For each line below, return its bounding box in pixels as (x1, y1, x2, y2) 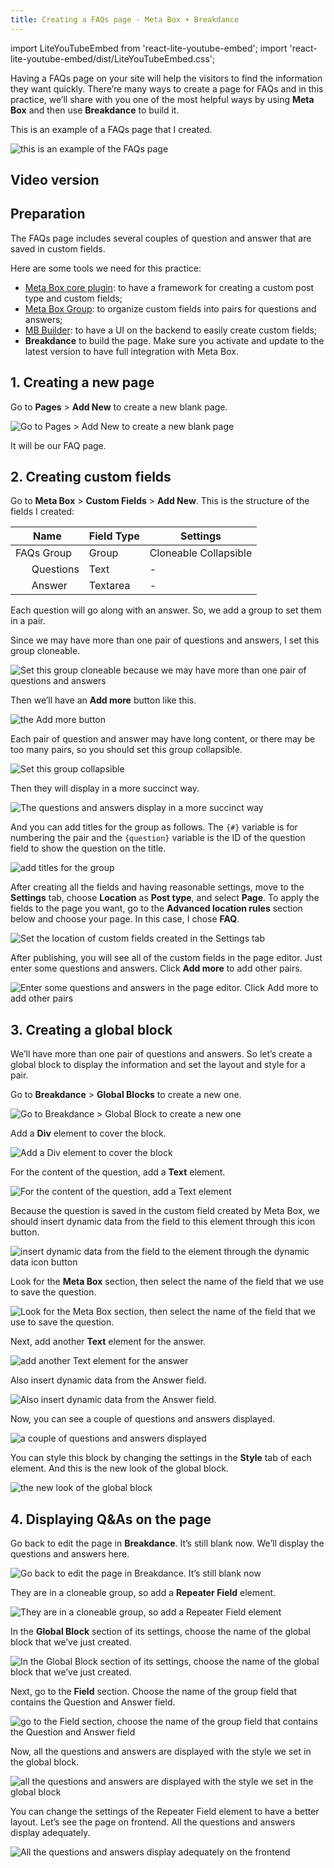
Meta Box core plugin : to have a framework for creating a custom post (24, 281, 315, 293)
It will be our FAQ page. (10, 439, 107, 451)
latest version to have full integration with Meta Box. (24, 345, 239, 357)
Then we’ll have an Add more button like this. (10, 694, 197, 706)
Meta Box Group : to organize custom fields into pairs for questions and (24, 302, 317, 315)
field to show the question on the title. (10, 842, 167, 855)
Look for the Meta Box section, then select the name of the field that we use (10, 1276, 325, 1288)
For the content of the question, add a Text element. (10, 1166, 226, 1178)
